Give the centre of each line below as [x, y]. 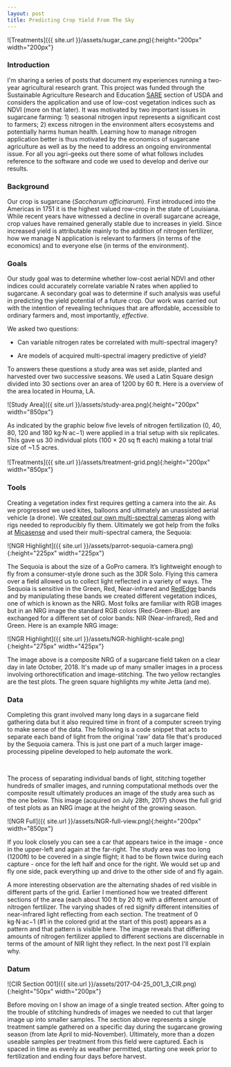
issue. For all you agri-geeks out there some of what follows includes [105, 154]
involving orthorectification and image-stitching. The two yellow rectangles [114, 674]
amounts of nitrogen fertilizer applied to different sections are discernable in [116, 936]
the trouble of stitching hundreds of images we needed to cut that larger [110, 1012]
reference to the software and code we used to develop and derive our [108, 161]
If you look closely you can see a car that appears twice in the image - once [115, 842]
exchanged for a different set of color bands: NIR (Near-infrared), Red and [113, 618]
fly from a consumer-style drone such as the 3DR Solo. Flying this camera [112, 574]
